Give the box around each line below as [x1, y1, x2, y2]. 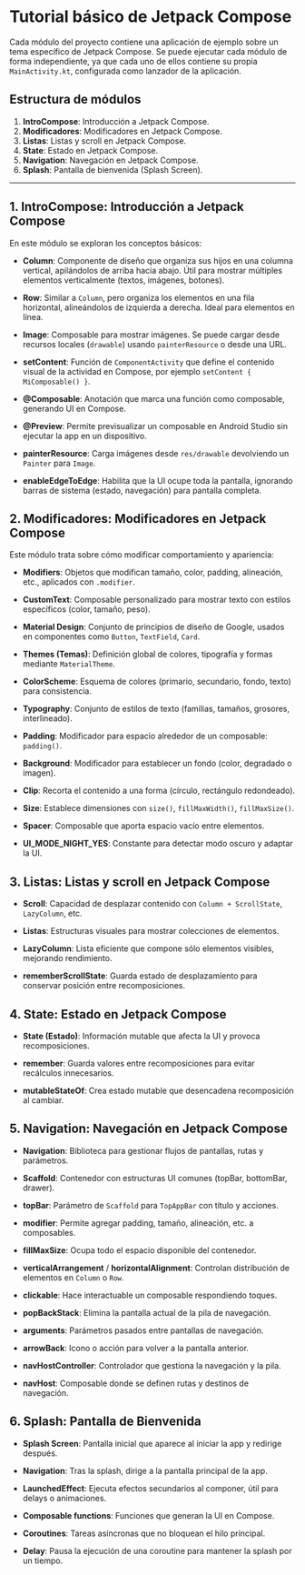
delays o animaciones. [22, 1492, 107, 1503]
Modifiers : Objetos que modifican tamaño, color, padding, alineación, [22, 567, 283, 578]
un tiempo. [22, 1555, 64, 1566]
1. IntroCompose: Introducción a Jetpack [9, 199, 244, 215]
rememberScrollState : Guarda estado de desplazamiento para [22, 970, 258, 981]
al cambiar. [22, 1095, 64, 1106]
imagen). [22, 767, 56, 778]
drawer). [22, 1182, 55, 1193]
